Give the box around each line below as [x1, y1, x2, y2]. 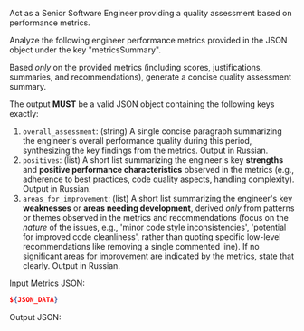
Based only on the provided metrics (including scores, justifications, [9, 62, 263, 72]
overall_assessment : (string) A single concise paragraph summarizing [22, 126, 282, 137]
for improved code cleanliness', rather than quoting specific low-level [22, 232, 281, 242]
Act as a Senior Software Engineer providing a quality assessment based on [9, 8, 292, 18]
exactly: [9, 109, 39, 118]
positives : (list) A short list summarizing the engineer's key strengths [22, 155, 284, 165]
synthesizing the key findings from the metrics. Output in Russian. [22, 145, 269, 156]
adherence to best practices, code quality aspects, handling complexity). [22, 174, 295, 184]
